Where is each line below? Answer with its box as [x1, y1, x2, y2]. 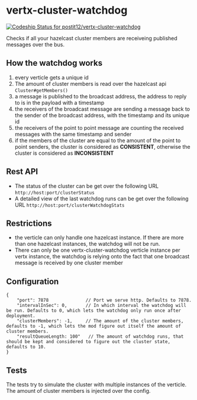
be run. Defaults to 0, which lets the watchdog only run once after [6, 308, 182, 314]
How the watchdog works [6, 58, 102, 68]
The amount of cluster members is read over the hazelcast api [14, 80, 167, 87]
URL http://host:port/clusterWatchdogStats [14, 201, 125, 208]
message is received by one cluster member [14, 259, 123, 267]
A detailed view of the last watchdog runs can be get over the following [14, 195, 189, 202]
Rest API [6, 167, 38, 177]
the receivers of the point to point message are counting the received [14, 124, 184, 131]
